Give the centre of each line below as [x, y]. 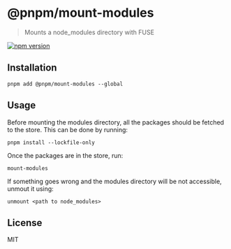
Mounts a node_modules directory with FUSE [89, 32]
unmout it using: [30, 188]
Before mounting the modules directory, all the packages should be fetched [116, 122]
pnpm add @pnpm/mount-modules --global [65, 84]
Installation [32, 68]
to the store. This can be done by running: [67, 129]
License [25, 223]
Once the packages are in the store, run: [65, 155]
